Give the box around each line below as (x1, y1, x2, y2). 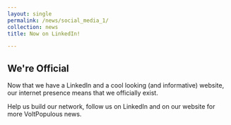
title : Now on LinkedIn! (7, 30, 81, 37)
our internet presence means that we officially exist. (7, 89, 159, 97)
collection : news (7, 23, 59, 30)
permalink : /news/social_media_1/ (7, 17, 109, 24)
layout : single (7, 10, 52, 18)
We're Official (7, 62, 69, 74)
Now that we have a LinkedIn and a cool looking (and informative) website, (7, 81, 225, 90)
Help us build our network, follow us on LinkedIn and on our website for (7, 102, 215, 111)
